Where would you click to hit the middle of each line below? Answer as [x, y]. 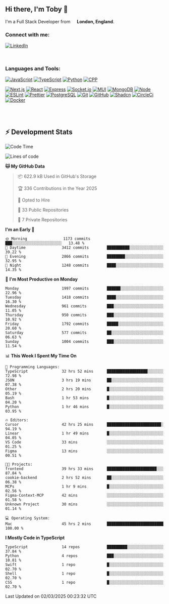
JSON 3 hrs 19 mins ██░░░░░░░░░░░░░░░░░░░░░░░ [84, 380]
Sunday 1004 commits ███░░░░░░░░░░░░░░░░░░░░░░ [84, 342]
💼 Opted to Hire [34, 200]
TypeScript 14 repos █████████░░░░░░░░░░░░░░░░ [84, 547]
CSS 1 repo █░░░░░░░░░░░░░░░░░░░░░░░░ [84, 583]
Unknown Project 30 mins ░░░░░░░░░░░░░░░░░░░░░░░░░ [84, 504]
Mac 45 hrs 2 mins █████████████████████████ [84, 524]
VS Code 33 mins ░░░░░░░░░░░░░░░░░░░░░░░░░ [84, 442]
